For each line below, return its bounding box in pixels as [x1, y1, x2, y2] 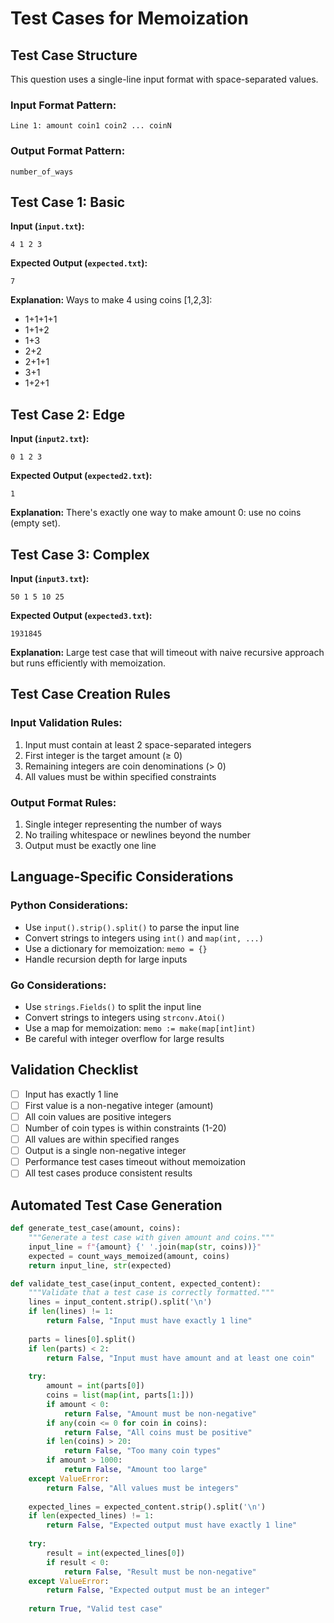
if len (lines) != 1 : [28, 1307, 114, 1317]
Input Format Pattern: [10, 98, 117, 112]
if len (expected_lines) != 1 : [28, 1511, 155, 1521]
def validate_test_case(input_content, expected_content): [10, 1278, 262, 1289]
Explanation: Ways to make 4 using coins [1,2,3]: [10, 294, 213, 306]
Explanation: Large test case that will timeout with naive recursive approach [10, 647, 325, 659]
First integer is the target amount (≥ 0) [24, 749, 183, 761]
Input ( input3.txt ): [10, 573, 90, 585]
